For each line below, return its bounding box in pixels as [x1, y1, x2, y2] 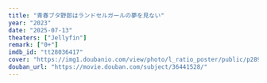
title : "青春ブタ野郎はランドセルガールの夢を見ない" [8, 11, 164, 20]
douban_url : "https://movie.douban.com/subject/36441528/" [8, 63, 208, 71]
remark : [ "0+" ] [8, 41, 59, 49]
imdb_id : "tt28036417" [8, 48, 83, 56]
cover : [8, 56, 30, 64]
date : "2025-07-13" [8, 26, 73, 34]
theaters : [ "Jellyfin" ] [8, 33, 87, 42]
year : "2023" [8, 19, 52, 27]
